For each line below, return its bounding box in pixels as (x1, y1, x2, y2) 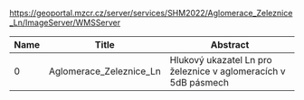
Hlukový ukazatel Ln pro (169, 54, 273, 66)
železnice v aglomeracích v (169, 65, 287, 77)
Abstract (210, 39, 250, 50)
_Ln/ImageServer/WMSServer (9, 17, 121, 28)
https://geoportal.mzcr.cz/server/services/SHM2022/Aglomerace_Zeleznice (9, 8, 293, 18)
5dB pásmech (169, 77, 229, 88)
